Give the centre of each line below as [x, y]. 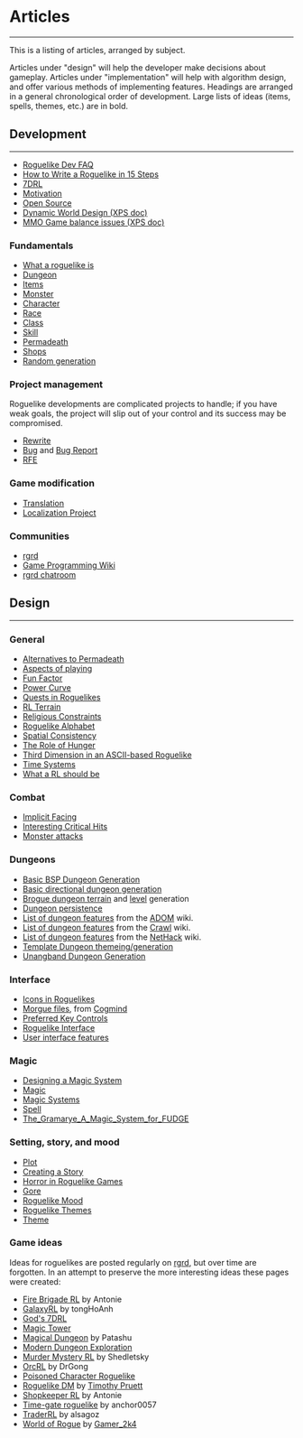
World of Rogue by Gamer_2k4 [79, 1424]
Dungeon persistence [63, 908]
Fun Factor [42, 678]
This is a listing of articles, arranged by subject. [97, 50]
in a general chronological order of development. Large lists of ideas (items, [150, 96]
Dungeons [32, 859]
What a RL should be [61, 775]
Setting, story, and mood [64, 1142]
